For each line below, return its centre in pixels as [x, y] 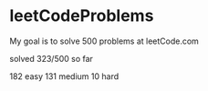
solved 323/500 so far [52, 58]
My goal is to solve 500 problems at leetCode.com [104, 41]
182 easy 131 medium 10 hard [64, 76]
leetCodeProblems [82, 16]
